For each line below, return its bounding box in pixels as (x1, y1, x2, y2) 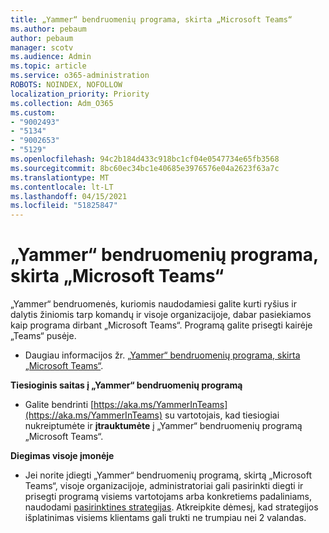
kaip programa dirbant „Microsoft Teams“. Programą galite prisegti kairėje (10, 319, 313, 331)
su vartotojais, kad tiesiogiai (164, 409, 280, 421)
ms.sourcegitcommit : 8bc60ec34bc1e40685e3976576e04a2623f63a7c (10, 163, 280, 173)
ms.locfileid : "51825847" (10, 201, 118, 211)
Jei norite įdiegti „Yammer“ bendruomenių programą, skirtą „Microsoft (24, 469, 313, 481)
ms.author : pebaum (10, 24, 87, 34)
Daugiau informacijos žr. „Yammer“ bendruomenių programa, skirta (24, 349, 301, 361)
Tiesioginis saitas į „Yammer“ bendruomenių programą (10, 379, 243, 391)
